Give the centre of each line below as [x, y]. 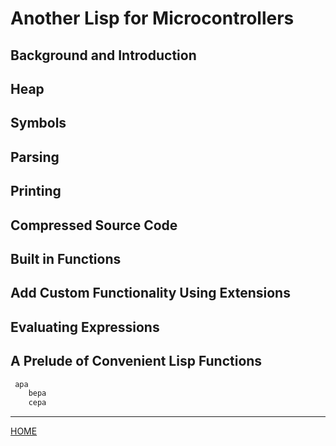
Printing [36, 191]
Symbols [38, 123]
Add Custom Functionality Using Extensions [150, 293]
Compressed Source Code [94, 225]
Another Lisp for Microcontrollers [152, 18]
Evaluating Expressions [85, 327]
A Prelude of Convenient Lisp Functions [136, 361]
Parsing [35, 157]
